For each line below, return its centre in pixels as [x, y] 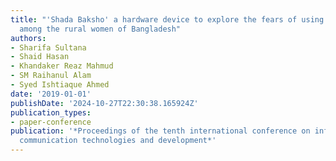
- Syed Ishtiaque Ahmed [60, 85]
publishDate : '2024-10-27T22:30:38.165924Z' [104, 103]
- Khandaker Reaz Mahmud [62, 66]
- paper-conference [51, 122]
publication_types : [51, 112]
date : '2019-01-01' [51, 94]
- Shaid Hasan [40, 57]
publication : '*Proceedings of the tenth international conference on [160, 131]
